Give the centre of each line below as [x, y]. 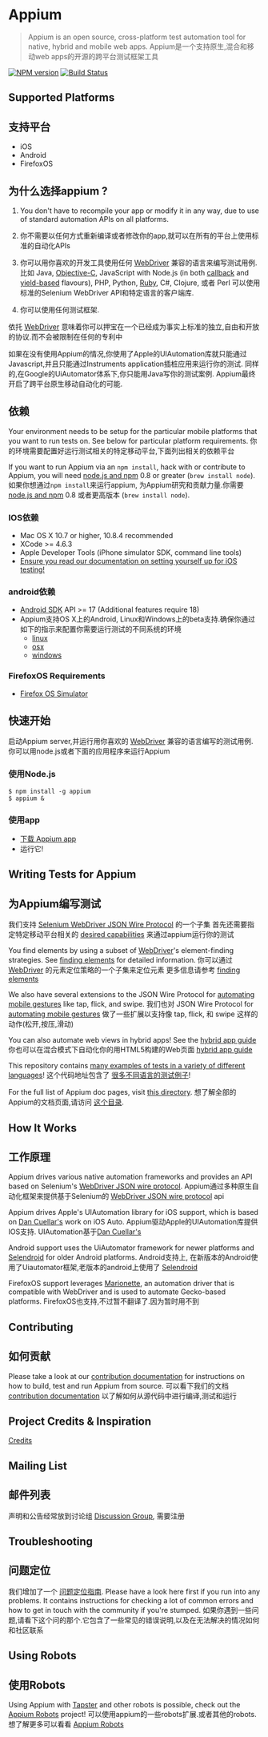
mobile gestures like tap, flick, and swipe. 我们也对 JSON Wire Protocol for [131, 1004]
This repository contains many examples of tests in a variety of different [127, 1066]
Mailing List [38, 1466]
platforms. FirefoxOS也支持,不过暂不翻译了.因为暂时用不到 [104, 1301]
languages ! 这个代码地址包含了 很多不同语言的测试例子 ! [100, 1076]
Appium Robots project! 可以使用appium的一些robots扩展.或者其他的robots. [133, 1715]
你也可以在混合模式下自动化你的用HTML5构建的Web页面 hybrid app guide [130, 1050]
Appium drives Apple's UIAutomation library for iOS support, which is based [133, 1212]
